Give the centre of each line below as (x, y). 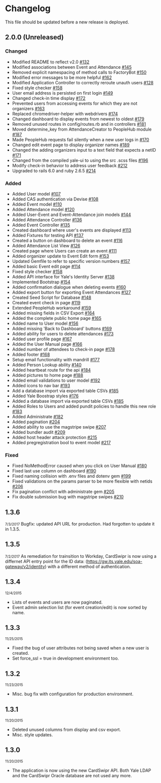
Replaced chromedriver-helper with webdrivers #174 (65, 114)
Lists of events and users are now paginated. (57, 602)
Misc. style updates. (32, 735)
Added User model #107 (36, 194)
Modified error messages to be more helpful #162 (62, 77)
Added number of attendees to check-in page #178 (63, 349)
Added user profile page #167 (42, 339)
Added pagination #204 (36, 422)
